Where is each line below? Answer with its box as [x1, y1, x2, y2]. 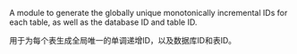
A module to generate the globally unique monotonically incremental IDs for [9, 8, 288, 18]
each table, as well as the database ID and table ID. [9, 17, 198, 27]
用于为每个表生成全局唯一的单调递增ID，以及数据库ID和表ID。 [9, 35, 237, 45]
